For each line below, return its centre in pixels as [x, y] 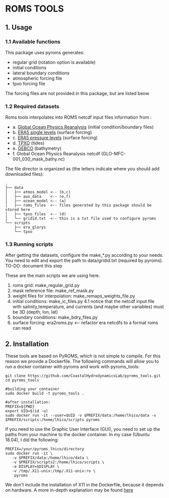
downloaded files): [25, 174]
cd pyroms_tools [22, 380]
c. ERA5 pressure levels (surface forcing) [55, 138]
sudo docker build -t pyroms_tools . [45, 393]
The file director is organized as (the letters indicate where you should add [82, 169]
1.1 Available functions [33, 42]
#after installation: [28, 403]
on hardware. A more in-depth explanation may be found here [69, 490]
